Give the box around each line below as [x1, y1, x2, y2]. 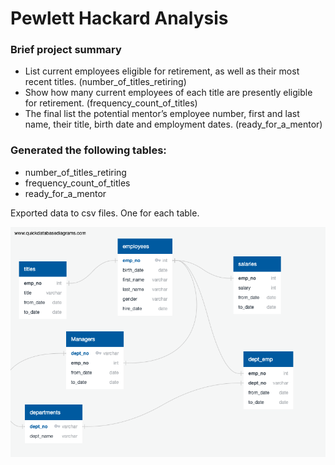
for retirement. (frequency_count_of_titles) [24, 97, 198, 109]
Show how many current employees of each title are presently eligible [24, 87, 313, 99]
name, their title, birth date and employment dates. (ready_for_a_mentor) [24, 118, 323, 131]
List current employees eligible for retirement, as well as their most [24, 65, 300, 77]
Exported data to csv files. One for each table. [10, 207, 200, 219]
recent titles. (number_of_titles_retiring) [24, 76, 187, 88]
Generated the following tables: [10, 143, 167, 157]
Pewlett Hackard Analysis [10, 7, 229, 30]
